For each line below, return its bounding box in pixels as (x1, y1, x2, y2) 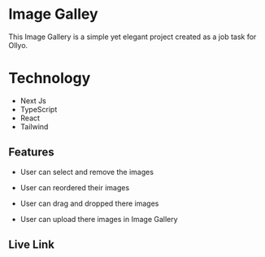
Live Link (8, 237, 55, 252)
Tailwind (20, 121, 49, 131)
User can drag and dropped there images (20, 198, 159, 208)
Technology (8, 69, 91, 88)
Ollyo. (8, 40, 28, 50)
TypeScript (20, 104, 58, 114)
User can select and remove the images (20, 167, 154, 176)
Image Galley (8, 5, 99, 24)
